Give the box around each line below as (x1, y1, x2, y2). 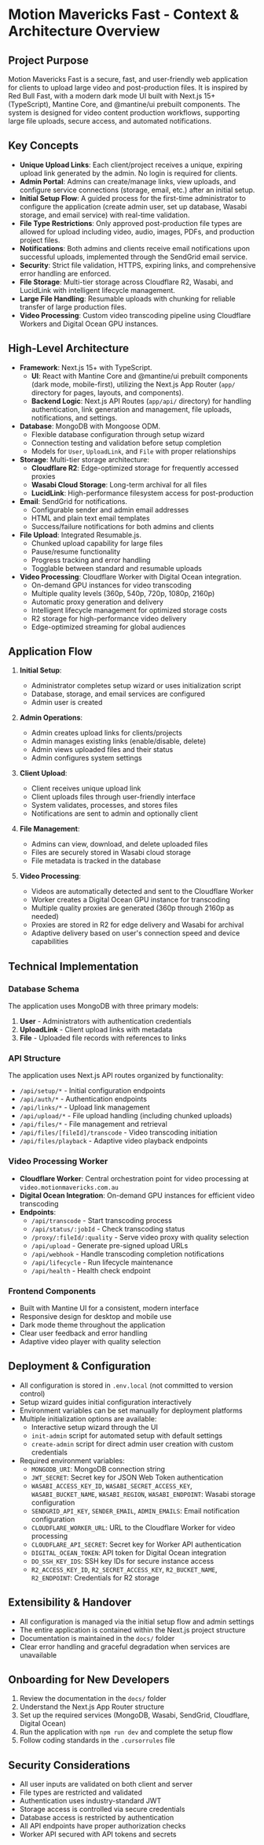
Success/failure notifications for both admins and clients (31, 521, 214, 531)
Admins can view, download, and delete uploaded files (31, 839, 208, 849)
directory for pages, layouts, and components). (31, 387, 185, 397)
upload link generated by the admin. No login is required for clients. (19, 168, 238, 178)
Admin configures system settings (31, 754, 143, 763)
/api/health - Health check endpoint (31, 1265, 151, 1275)
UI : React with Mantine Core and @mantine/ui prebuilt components (31, 371, 248, 380)
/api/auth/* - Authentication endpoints (19, 1095, 148, 1104)
